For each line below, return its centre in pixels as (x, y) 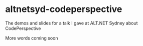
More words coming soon (32, 38)
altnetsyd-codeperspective (64, 9)
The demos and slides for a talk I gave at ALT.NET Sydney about (71, 23)
